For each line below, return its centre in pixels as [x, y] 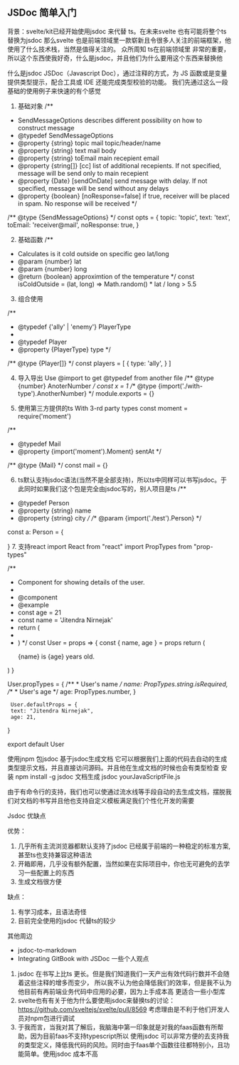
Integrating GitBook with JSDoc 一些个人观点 [83, 958]
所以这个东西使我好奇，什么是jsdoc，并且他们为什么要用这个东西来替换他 [115, 58]
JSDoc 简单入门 [42, 13]
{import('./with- [180, 386]
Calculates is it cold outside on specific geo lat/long [93, 253]
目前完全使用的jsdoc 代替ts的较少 [67, 920]
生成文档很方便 [39, 881]
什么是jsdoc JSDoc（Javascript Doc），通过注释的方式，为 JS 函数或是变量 [117, 73]
